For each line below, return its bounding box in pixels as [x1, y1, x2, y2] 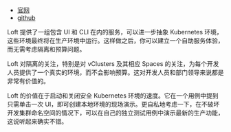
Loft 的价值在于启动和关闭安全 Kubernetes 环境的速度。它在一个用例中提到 [7, 91, 219, 100]
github [16, 14, 36, 22]
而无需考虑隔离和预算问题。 [7, 45, 86, 53]
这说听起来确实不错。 [7, 118, 67, 125]
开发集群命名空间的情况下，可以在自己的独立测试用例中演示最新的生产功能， [7, 109, 224, 117]
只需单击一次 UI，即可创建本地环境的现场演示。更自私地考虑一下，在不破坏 [7, 100, 220, 108]
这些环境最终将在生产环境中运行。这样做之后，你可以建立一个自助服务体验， [7, 36, 224, 45]
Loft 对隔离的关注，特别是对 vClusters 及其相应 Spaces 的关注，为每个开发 [7, 60, 219, 67]
